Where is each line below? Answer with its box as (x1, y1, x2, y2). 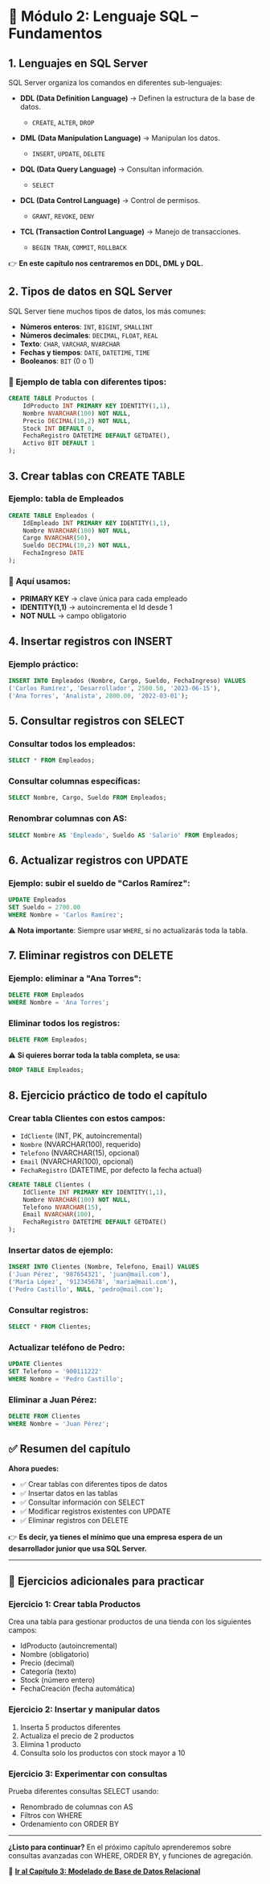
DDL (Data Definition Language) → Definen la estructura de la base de (19, 93, 256, 103)
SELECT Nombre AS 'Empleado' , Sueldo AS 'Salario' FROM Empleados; (8, 831, 239, 839)
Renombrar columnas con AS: (8, 813, 128, 824)
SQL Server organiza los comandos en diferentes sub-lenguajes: (8, 78, 223, 87)
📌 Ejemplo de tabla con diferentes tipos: (8, 376, 167, 387)
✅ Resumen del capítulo (8, 1442, 131, 1456)
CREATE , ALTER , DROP (31, 118, 95, 127)
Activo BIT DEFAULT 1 (22, 439, 95, 448)
